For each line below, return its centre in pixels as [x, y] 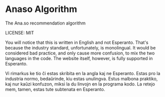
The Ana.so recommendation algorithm [45, 23]
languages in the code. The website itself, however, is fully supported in [79, 58]
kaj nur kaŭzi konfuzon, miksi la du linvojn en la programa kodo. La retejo [80, 84]
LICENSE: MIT [19, 32]
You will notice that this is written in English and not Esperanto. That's [77, 42]
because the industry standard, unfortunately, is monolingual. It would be [80, 47]
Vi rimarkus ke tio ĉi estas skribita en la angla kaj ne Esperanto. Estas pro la [83, 73]
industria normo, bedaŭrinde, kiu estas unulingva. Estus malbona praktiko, [81, 78]
